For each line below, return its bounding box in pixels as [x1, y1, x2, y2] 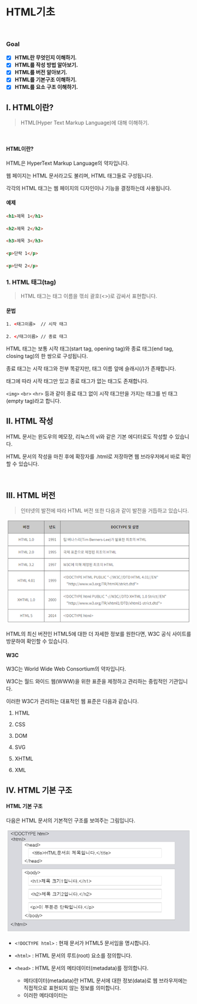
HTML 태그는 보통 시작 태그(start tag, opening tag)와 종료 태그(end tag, [6, 345, 173, 352]
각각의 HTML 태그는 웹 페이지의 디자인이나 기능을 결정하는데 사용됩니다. [6, 184, 172, 191]
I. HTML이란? [6, 102, 54, 112]
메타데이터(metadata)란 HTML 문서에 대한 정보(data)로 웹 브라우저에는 [23, 977, 188, 984]
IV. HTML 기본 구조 [6, 785, 72, 795]
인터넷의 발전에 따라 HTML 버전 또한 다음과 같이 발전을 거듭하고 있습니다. [20, 507, 189, 514]
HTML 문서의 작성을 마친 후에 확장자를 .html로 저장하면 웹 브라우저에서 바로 [6, 453, 181, 460]
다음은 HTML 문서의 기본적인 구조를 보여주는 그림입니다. [6, 817, 136, 824]
